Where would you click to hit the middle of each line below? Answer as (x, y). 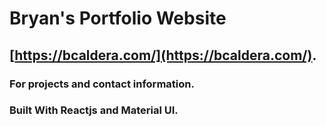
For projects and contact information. (102, 84)
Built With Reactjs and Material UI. (94, 110)
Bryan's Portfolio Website (118, 18)
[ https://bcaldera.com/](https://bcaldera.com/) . (163, 55)
